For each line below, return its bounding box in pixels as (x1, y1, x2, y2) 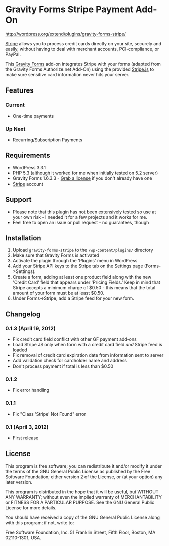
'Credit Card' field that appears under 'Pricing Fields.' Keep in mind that (12, 279, 161, 285)
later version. (5, 479, 33, 485)
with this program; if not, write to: (5, 519, 74, 526)
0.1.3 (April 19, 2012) (5, 325, 56, 332)
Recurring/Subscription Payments (12, 137, 83, 143)
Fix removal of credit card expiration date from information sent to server (12, 352, 164, 358)
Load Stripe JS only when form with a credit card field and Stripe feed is (12, 342, 162, 348)
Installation (5, 234, 41, 242)
